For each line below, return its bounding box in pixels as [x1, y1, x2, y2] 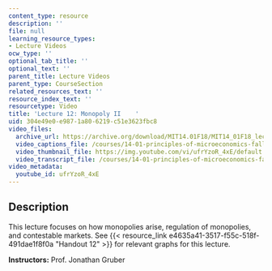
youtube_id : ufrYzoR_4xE [15, 170, 100, 179]
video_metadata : [8, 163, 63, 171]
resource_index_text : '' [8, 95, 92, 103]
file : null [8, 27, 45, 35]
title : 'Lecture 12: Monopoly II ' [8, 110, 139, 118]
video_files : [8, 125, 53, 133]
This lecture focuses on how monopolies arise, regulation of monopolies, [8, 222, 252, 231]
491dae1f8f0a [8, 239, 54, 248]
